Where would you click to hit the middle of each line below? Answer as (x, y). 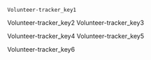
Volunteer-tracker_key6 (41, 49)
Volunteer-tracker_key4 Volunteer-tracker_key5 (76, 36)
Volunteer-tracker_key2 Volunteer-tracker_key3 (76, 23)
